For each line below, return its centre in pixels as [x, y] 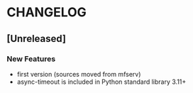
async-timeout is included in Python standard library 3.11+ [101, 82]
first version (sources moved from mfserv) [79, 74]
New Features [31, 59]
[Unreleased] [37, 39]
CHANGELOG [46, 12]
